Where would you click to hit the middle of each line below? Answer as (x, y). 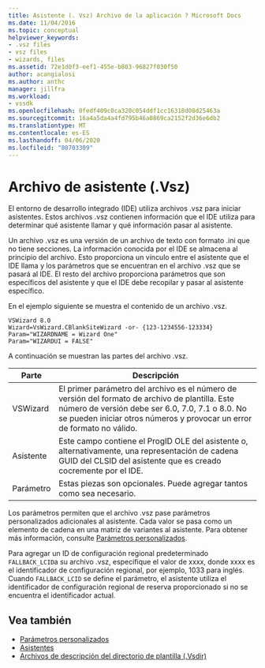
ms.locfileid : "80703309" (50, 148)
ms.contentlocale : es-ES (49, 133)
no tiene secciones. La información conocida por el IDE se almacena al (123, 249)
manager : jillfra (37, 89)
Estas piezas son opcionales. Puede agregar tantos (153, 484)
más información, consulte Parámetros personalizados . (98, 539)
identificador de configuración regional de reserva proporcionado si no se (128, 587)
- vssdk (21, 103)
